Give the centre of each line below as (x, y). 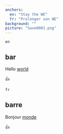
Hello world (17, 69)
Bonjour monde (21, 117)
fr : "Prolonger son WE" (34, 19)
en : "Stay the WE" (29, 14)
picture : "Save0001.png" (31, 28)
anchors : (14, 10)
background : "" (21, 24)
